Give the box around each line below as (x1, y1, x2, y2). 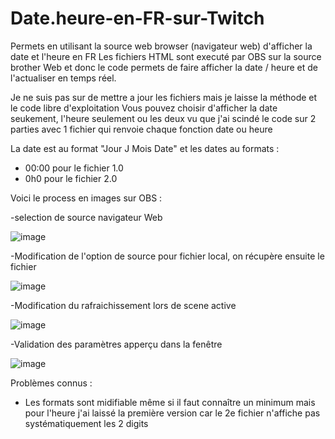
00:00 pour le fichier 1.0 (24, 162, 124, 174)
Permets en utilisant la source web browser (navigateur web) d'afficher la (10, 40, 313, 52)
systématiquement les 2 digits (24, 417, 149, 429)
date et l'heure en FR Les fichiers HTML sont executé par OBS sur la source (10, 50, 322, 62)
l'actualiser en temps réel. (10, 72, 117, 84)
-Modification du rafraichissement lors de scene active (10, 299, 237, 311)
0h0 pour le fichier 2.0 (24, 172, 118, 184)
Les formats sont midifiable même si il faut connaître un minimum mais (24, 396, 316, 408)
